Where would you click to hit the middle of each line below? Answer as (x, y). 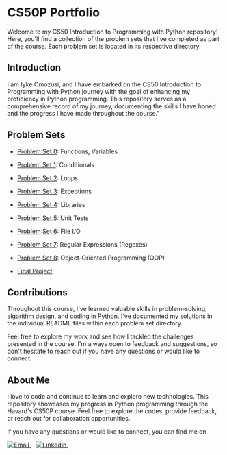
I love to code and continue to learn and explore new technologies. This (108, 397)
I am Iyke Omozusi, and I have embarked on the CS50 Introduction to (104, 84)
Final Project (35, 271)
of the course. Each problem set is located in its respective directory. (104, 46)
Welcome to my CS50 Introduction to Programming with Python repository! (112, 32)
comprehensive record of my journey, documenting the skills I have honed (112, 106)
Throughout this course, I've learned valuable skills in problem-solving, (107, 309)
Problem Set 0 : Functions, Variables (67, 151)
